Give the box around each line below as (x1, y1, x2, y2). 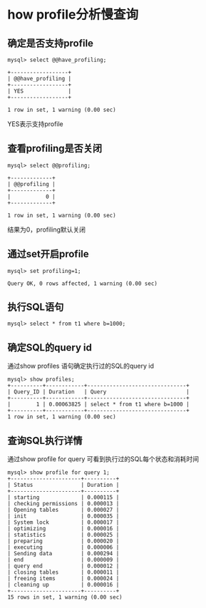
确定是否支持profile (7, 37, 94, 49)
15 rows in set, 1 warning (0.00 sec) (7, 594, 123, 601)
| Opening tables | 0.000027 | (7, 507, 120, 514)
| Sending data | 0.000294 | (7, 550, 120, 557)
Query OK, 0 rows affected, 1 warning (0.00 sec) (7, 279, 158, 287)
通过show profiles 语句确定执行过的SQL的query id (7, 361, 155, 371)
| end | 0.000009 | (7, 557, 120, 564)
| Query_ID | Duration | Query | (7, 388, 190, 396)
